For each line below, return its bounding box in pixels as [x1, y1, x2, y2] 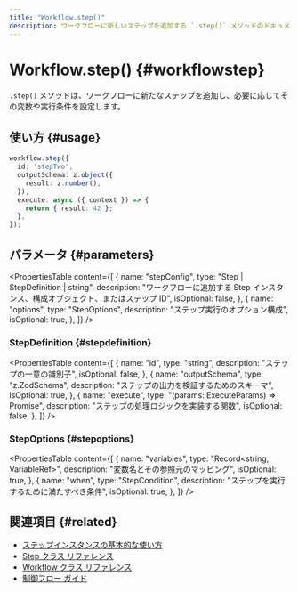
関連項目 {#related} [9, 514, 117, 530]
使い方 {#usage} [9, 130, 101, 145]
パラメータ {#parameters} [9, 247, 155, 263]
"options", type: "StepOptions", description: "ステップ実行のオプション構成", [9, 304, 289, 314]
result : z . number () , [25, 179, 101, 188]
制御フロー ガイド [21, 573, 87, 584]
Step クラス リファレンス [21, 551, 114, 562]
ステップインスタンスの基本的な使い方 [21, 539, 163, 550]
